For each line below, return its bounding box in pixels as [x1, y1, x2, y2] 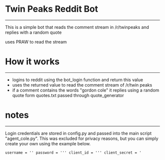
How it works [5, 56, 60, 67]
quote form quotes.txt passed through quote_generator [12, 92, 124, 98]
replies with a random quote [5, 29, 62, 35]
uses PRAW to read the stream [5, 39, 67, 45]
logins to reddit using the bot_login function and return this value [12, 77, 143, 83]
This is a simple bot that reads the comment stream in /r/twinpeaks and [5, 24, 149, 30]
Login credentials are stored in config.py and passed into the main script [5, 130, 152, 136]
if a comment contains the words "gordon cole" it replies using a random [12, 87, 160, 93]
